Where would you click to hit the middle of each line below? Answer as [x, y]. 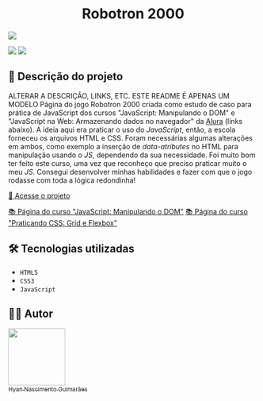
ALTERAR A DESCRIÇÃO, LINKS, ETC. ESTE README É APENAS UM [119, 95]
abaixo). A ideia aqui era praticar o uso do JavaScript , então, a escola [122, 129]
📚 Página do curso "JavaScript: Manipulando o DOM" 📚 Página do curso [128, 211]
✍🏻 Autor [31, 313]
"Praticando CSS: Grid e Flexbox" [63, 222]
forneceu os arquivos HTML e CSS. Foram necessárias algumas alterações [131, 138]
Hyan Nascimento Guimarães [48, 389]
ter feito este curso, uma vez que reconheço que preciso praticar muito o [128, 163]
